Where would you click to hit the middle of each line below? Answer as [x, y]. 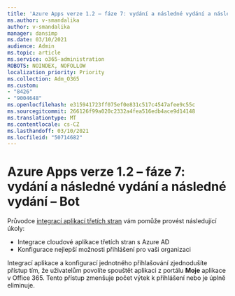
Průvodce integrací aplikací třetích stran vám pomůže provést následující [112, 221]
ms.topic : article [34, 53]
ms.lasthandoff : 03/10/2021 [48, 131]
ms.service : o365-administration [56, 59]
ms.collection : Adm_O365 [43, 79]
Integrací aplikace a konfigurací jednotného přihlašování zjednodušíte [107, 263]
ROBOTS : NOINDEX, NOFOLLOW [47, 66]
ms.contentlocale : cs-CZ [43, 124]
